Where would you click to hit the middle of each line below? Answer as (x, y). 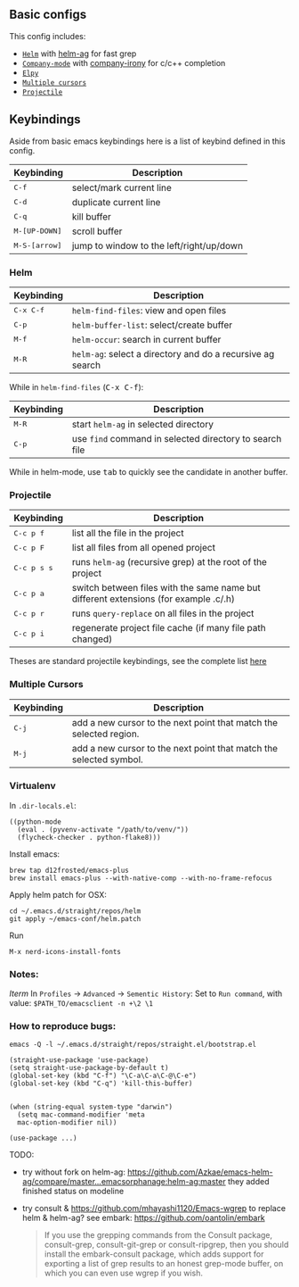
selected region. (105, 734)
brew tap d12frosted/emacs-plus (69, 870)
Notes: (24, 974)
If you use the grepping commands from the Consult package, (158, 1235)
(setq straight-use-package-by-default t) (89, 1068)
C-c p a (29, 593)
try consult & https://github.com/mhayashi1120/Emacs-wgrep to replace (154, 1208)
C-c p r (29, 614)
